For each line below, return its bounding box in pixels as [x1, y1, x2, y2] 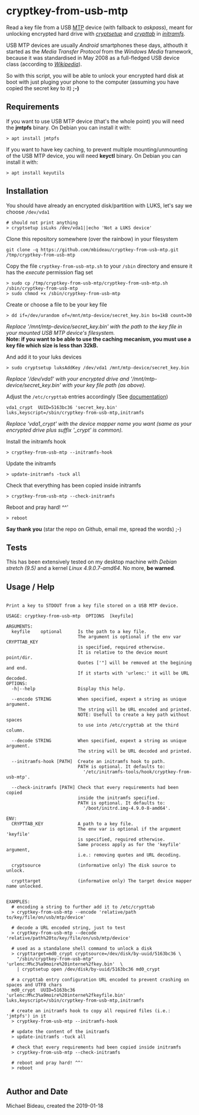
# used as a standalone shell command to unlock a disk [11, 946, 152, 952]
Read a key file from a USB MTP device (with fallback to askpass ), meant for [6, 24, 193, 31]
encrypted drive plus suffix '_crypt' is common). [6, 426, 123, 433]
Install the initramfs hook [6, 438, 66, 445]
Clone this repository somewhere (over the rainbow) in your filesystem [6, 235, 178, 242]
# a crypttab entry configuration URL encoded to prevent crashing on [11, 977, 190, 983]
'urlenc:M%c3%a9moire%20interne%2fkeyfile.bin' [6, 993, 126, 999]
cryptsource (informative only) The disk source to [11, 863, 176, 869]
